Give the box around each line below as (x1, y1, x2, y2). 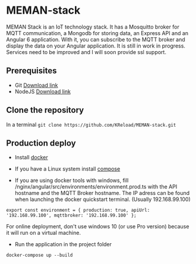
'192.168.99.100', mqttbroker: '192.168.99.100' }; (6, 212, 137, 219)
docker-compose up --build (6, 252, 73, 259)
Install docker (14, 154, 49, 161)
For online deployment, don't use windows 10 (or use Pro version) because (6, 223, 189, 230)
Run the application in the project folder (14, 241, 112, 248)
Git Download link (14, 81, 58, 89)
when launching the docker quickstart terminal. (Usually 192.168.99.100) (14, 196, 191, 203)
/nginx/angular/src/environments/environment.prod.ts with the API (14, 183, 178, 190)
